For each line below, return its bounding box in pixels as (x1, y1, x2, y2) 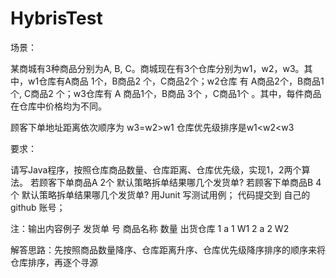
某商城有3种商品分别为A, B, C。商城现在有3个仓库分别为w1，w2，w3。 (10, 62, 305, 74)
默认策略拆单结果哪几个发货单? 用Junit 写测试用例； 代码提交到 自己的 (21, 188, 311, 201)
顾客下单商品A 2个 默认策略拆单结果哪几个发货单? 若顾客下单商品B (38, 176, 314, 188)
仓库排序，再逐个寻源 (10, 256, 98, 268)
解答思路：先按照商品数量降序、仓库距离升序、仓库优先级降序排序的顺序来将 (10, 243, 326, 256)
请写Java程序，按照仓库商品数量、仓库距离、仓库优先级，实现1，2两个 (10, 163, 302, 176)
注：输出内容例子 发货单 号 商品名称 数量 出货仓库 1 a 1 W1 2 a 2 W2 (10, 222, 290, 234)
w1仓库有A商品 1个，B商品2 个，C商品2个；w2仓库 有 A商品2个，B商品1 (27, 75, 325, 87)
